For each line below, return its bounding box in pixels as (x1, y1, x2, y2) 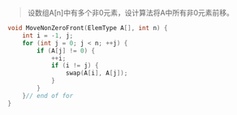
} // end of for (22, 92, 74, 100)
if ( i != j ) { (50, 62, 99, 70)
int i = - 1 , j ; (22, 32, 74, 40)
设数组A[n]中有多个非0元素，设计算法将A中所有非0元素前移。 (27, 8, 235, 17)
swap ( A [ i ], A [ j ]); (65, 69, 128, 78)
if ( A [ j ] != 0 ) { (37, 46, 95, 55)
